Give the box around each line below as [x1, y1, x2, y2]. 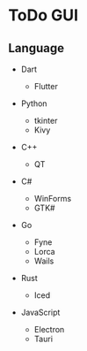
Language [8, 41, 65, 56]
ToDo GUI [8, 5, 79, 26]
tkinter [33, 116, 58, 126]
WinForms [33, 194, 72, 203]
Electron [33, 324, 65, 334]
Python [20, 98, 47, 109]
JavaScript [20, 307, 61, 317]
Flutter [33, 81, 58, 91]
